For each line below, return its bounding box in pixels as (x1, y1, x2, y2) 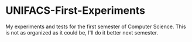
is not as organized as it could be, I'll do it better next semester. (5, 29, 159, 36)
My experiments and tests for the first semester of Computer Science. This (5, 23, 186, 30)
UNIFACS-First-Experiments (5, 4, 146, 17)
